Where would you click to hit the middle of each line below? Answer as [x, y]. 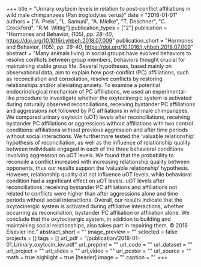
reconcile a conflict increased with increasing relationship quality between [98, 162]
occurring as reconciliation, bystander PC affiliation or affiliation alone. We [98, 213]
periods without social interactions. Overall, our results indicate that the [94, 200]
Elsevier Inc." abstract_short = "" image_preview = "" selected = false [92, 232]
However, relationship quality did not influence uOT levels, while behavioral [99, 174]
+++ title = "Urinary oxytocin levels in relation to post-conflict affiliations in [98, 9]
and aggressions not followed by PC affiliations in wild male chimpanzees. [98, 111]
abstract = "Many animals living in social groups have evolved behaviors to [99, 53]
